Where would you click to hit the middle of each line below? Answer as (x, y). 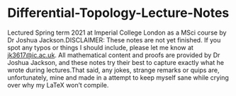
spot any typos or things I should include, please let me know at (100, 47)
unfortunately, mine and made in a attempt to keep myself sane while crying (118, 77)
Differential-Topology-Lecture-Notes (118, 13)
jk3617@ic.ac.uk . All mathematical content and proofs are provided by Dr (114, 55)
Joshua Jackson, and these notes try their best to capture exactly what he (116, 62)
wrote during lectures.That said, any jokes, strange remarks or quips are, (113, 70)
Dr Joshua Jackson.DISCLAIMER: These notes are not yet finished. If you (114, 40)
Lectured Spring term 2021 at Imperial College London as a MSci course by (117, 32)
